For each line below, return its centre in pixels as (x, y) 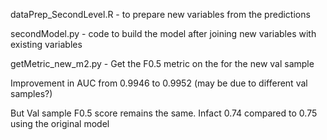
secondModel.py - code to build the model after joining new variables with (163, 33)
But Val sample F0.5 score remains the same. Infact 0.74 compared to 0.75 (164, 113)
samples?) (31, 93)
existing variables (46, 44)
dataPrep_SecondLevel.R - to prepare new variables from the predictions (160, 14)
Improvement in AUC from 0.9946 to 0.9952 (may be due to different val (159, 83)
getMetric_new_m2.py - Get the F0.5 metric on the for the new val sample (162, 63)
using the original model (60, 123)
